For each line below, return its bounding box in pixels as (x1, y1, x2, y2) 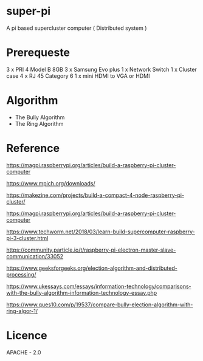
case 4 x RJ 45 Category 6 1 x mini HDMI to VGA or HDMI (6, 72, 150, 80)
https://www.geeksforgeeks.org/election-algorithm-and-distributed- (6, 264, 177, 272)
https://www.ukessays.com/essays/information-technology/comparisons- (6, 283, 191, 290)
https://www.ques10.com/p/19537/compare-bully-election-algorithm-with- (6, 301, 193, 308)
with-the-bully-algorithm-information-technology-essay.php (6, 289, 157, 296)
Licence (6, 328, 47, 342)
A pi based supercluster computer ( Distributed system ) (6, 24, 147, 32)
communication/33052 (6, 252, 64, 260)
